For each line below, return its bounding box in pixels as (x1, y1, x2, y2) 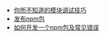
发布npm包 (13, 15, 45, 23)
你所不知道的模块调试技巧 (13, 6, 87, 14)
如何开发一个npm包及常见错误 (13, 23, 99, 31)
